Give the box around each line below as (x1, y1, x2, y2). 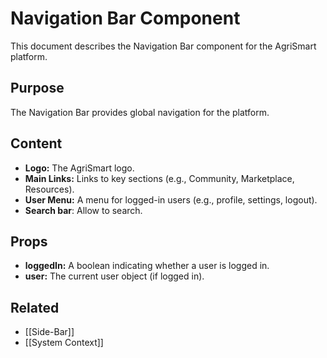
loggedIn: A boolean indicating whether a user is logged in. (24, 260, 270, 272)
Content (10, 135, 63, 152)
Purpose (10, 80, 65, 97)
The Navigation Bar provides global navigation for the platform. (10, 106, 270, 118)
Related (10, 299, 60, 316)
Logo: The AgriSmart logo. (24, 162, 135, 174)
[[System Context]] (24, 337, 104, 349)
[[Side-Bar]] (24, 326, 75, 338)
